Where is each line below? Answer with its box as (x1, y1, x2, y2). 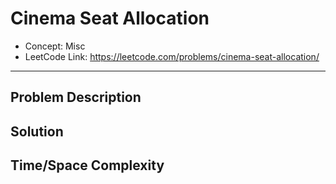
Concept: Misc (24, 40, 86, 52)
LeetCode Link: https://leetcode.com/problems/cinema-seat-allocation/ (24, 50, 320, 62)
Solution (10, 123, 64, 140)
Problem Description (10, 89, 142, 106)
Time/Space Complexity (10, 157, 165, 174)
